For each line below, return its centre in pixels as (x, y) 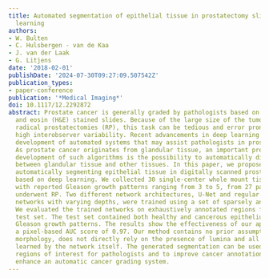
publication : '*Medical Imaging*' (66, 98)
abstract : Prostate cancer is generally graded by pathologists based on (134, 113)
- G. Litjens (30, 61)
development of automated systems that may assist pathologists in (130, 142)
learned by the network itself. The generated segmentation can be (130, 247)
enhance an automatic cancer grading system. (93, 261)
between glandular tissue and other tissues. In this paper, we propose (139, 165)
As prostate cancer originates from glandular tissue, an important (132, 150)
